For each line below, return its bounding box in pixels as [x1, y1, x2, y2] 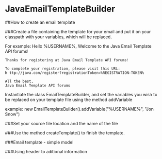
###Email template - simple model [5, 139, 74, 145]
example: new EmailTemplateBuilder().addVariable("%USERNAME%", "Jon [5, 106, 154, 112]
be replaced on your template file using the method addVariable [5, 97, 132, 102]
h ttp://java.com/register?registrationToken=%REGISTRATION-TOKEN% [5, 70, 145, 75]
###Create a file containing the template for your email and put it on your [5, 29, 151, 34]
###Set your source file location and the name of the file [5, 120, 118, 126]
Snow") [5, 111, 20, 117]
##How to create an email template [5, 19, 75, 25]
